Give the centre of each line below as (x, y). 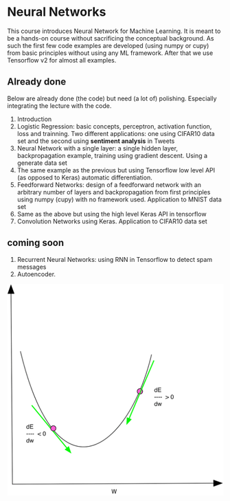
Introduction (34, 119)
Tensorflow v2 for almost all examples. (62, 60)
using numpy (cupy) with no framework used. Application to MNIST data (119, 199)
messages (32, 267)
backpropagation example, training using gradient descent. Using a (112, 155)
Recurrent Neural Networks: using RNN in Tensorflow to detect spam (115, 259)
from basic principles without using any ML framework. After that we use (110, 53)
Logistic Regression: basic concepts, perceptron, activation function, (114, 126)
